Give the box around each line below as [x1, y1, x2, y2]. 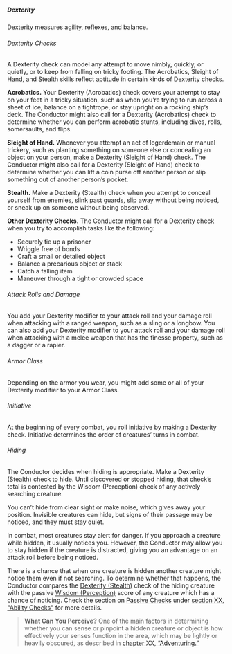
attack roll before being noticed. [7, 553, 99, 561]
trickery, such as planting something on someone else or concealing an [7, 146, 211, 154]
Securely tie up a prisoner [17, 237, 91, 246]
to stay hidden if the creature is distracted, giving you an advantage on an [7, 545, 218, 554]
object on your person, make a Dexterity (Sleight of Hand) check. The [7, 153, 206, 162]
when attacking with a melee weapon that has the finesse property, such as [7, 334, 223, 342]
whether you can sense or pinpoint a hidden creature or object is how [24, 624, 224, 633]
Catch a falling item [17, 267, 73, 275]
